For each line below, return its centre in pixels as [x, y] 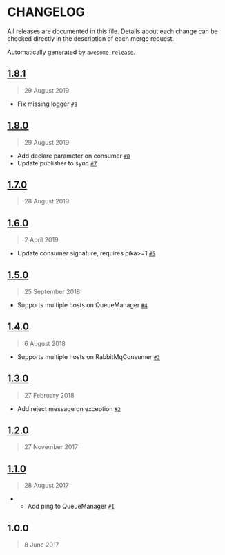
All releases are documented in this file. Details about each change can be [113, 31]
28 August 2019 [47, 201]
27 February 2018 [49, 395]
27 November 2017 [51, 447]
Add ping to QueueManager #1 [71, 507]
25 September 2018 [52, 292]
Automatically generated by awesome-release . [71, 52]
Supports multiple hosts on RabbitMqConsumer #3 [89, 356]
